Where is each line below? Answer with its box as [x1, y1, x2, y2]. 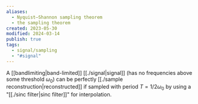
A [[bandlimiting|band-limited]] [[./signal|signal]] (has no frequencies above [6, 69, 193, 76]
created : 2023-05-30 [6, 25, 58, 31]
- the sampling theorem [11, 20, 70, 26]
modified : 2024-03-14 [6, 31, 60, 37]
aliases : [6, 8, 28, 15]
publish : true [6, 36, 42, 42]
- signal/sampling [11, 48, 58, 53]
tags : [6, 42, 20, 48]
